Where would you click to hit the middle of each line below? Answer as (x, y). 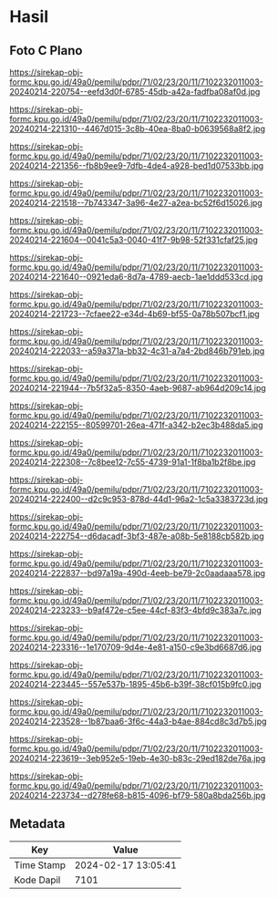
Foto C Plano (46, 51)
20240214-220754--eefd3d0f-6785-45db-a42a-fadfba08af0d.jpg (135, 92)
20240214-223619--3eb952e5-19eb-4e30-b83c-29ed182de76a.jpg (138, 758)
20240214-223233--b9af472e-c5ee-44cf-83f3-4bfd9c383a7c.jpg (135, 610)
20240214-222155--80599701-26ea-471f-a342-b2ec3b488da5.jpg (136, 425)
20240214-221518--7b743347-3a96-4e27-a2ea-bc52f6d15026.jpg (136, 203)
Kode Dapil (37, 880)
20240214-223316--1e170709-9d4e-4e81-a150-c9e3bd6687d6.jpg (136, 647)
